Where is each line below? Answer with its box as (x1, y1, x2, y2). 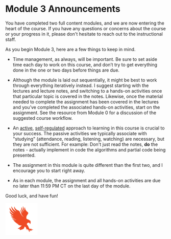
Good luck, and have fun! (5, 192, 59, 199)
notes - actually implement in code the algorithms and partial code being (12, 146, 166, 153)
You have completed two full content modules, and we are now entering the (5, 20, 164, 26)
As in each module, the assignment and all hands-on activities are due (12, 177, 161, 183)
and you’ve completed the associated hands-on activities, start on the (12, 104, 160, 110)
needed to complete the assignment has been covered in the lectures (12, 98, 159, 105)
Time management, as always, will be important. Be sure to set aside (12, 56, 157, 62)
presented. (12, 152, 36, 158)
